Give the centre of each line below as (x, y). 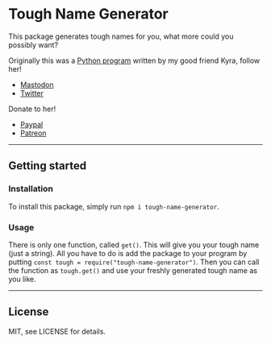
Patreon (33, 133)
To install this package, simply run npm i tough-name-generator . (114, 206)
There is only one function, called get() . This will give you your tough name (134, 245)
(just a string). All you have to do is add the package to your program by (128, 253)
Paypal (31, 124)
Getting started (48, 166)
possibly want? (33, 44)
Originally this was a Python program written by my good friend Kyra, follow (134, 60)
